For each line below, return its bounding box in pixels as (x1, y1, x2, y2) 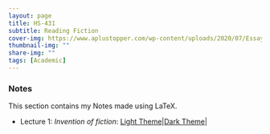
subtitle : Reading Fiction (8, 26, 99, 35)
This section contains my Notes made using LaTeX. (8, 101, 178, 111)
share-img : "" (8, 49, 56, 57)
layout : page (8, 11, 52, 20)
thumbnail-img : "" (8, 42, 70, 50)
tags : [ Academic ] (8, 57, 67, 65)
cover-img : (8, 34, 45, 43)
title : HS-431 (8, 19, 56, 27)
